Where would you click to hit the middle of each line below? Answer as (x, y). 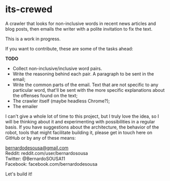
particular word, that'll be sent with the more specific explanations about (89, 90)
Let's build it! (19, 174)
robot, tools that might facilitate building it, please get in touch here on (79, 132)
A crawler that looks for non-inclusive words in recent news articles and (81, 23)
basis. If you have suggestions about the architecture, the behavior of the (82, 127)
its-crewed (29, 9)
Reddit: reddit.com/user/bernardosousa (47, 153)
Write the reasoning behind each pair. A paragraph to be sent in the (83, 74)
